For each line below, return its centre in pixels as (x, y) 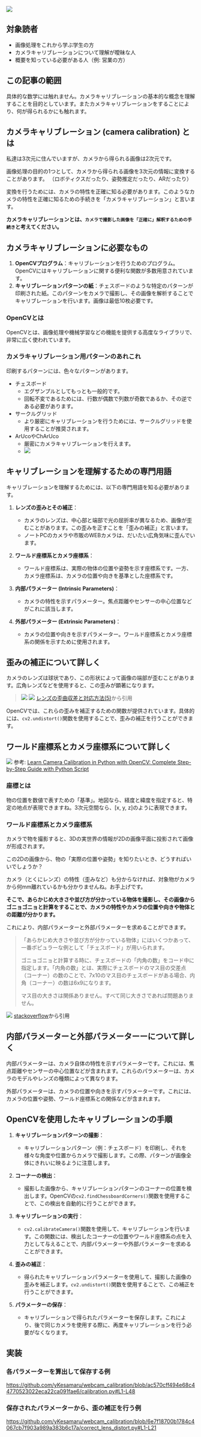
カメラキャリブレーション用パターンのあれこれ (73, 357)
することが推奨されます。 (61, 429)
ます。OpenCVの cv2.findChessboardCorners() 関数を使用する (110, 1196)
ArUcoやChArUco (37, 436)
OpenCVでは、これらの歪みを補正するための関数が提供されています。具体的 (100, 711)
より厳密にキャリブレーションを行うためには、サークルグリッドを (105, 421)
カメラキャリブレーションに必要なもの (77, 248)
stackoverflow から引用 (42, 1016)
